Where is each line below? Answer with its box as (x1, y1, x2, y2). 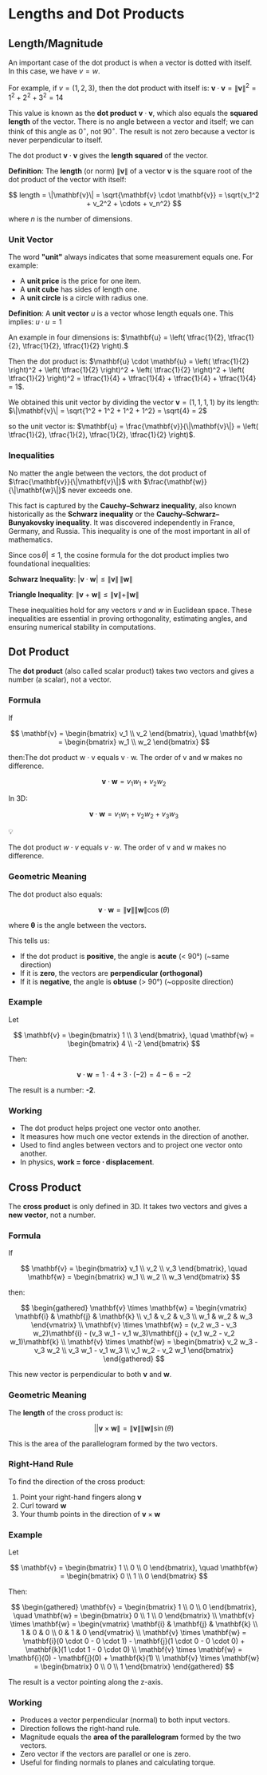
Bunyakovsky (8, 517, 54, 527)
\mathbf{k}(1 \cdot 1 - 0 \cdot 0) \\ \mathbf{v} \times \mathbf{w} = (25, 1645, 243, 1654)
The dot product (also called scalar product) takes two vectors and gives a (8, 667, 255, 676)
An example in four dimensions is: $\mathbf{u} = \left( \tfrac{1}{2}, (8, 332, 226, 342)
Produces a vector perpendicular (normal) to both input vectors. (19, 1715, 230, 1725)
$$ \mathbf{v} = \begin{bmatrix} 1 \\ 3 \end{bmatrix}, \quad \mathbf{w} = (13, 1030, 255, 1040)
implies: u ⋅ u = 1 (8, 317, 62, 327)
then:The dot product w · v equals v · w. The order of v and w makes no (8, 752, 243, 762)
